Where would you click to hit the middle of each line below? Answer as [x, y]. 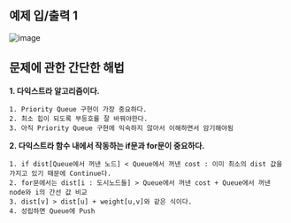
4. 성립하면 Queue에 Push [52, 211]
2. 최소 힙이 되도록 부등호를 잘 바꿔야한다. [79, 119]
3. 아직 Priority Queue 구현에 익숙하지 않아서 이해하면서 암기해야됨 [122, 128]
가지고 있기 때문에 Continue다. [61, 173]
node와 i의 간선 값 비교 [49, 192]
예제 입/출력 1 [43, 16]
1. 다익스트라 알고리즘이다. [54, 90]
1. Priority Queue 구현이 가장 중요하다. [78, 109]
